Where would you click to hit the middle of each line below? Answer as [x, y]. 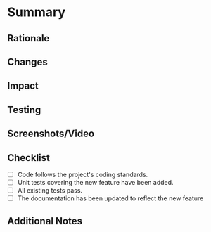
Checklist [29, 158]
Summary [36, 12]
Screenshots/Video [51, 134]
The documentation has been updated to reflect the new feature [110, 198]
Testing [24, 110]
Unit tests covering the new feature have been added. [95, 183]
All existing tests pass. [50, 191]
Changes [27, 62]
